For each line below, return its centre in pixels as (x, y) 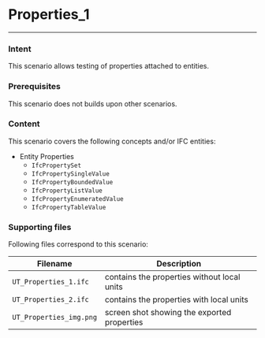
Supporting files (40, 227)
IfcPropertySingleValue (71, 174)
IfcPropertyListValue (67, 191)
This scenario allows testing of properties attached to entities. (109, 66)
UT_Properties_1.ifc (50, 282)
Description (179, 264)
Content (24, 124)
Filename (54, 264)
